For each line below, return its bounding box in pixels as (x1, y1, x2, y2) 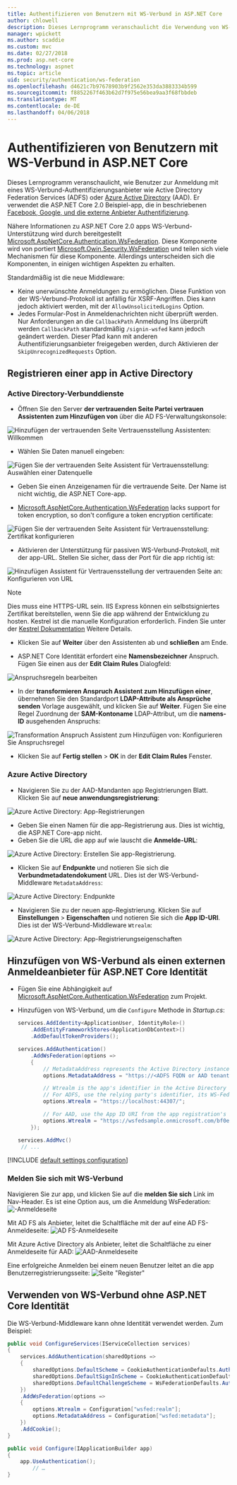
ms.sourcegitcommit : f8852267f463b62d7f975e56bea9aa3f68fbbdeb (7, 89, 197, 96)
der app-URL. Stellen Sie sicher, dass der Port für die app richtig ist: (17, 554, 215, 562)
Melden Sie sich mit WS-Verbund (7, 1174, 123, 1183)
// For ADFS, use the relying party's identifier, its (43, 1091, 208, 1099)
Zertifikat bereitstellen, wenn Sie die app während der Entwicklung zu (7, 609, 209, 618)
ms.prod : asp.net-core (7, 57, 74, 64)
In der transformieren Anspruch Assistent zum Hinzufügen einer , (17, 687, 213, 696)
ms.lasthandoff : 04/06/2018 (7, 109, 90, 116)
